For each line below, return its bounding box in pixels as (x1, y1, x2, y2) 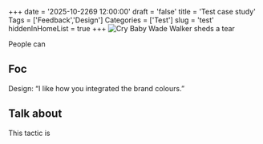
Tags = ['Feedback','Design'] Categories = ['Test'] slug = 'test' (8, 15, 214, 25)
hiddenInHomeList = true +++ (8, 24, 107, 33)
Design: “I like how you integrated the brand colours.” (8, 83, 185, 93)
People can (8, 39, 46, 49)
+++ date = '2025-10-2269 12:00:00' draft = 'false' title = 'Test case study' (8, 7, 257, 16)
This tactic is (8, 128, 51, 138)
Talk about (8, 107, 63, 121)
